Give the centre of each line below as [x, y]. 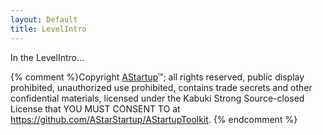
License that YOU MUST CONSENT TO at [95, 108]
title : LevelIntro [48, 29]
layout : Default [44, 19]
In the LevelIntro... [47, 57]
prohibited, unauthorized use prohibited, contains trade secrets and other [161, 87]
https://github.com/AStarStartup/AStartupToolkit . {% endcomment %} [154, 119]
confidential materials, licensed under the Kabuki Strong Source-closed [157, 98]
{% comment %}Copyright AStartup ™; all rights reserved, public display [157, 77]
